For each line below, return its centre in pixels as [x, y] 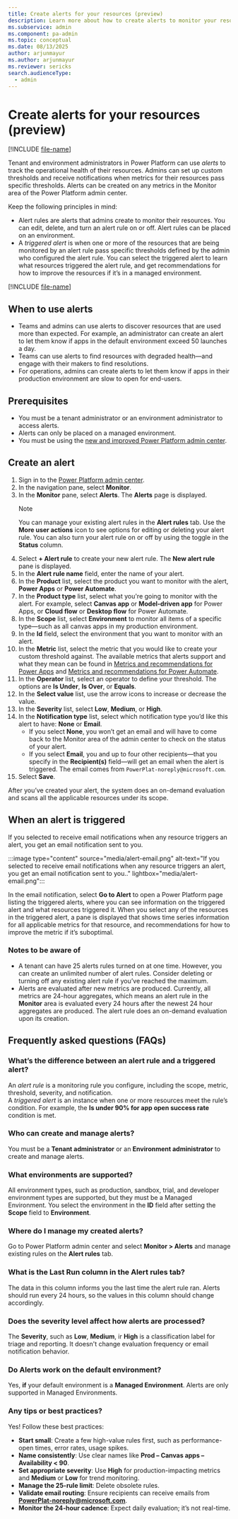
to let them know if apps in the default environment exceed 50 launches [123, 341]
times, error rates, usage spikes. [82, 1448]
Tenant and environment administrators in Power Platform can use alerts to [117, 163]
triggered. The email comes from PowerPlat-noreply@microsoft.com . [127, 769]
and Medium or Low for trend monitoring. [79, 1478]
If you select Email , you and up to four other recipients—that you [123, 753]
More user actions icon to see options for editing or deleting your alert [121, 530]
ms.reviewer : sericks [40, 67]
